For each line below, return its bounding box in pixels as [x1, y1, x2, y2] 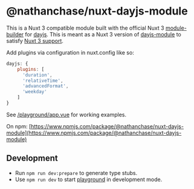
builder [6, 30, 24, 38]
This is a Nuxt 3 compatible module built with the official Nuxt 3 [6, 24, 164, 31]
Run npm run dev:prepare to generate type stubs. [15, 169, 138, 176]
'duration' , [22, 71, 53, 78]
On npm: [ [6, 122, 31, 130]
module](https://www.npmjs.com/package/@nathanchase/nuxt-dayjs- [6, 129, 182, 136]
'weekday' [22, 89, 47, 95]
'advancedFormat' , [22, 83, 69, 89]
